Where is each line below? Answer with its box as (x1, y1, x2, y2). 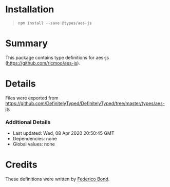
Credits (5, 159, 37, 171)
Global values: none (12, 141, 55, 147)
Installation (5, 4, 54, 15)
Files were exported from (5, 95, 59, 101)
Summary (5, 37, 48, 49)
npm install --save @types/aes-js (17, 20, 92, 26)
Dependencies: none (12, 136, 58, 142)
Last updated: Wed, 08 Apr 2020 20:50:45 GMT (12, 130, 115, 136)
